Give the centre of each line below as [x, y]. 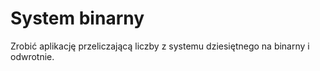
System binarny [77, 18]
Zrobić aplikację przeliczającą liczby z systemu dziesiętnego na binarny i [160, 46]
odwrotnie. [32, 56]
